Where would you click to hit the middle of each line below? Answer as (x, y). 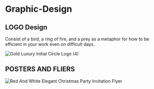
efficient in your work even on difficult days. (50, 44)
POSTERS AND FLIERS (40, 69)
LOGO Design (26, 27)
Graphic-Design (39, 9)
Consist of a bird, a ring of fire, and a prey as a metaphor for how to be (77, 39)
